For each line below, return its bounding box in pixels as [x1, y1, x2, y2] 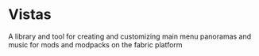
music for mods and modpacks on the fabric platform [8, 39, 183, 49]
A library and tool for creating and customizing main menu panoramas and [8, 32, 252, 41]
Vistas [8, 6, 52, 24]
